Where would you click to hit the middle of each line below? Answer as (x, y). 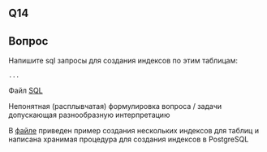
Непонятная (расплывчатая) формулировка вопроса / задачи (115, 106)
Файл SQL (26, 91)
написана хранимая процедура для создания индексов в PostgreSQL (129, 139)
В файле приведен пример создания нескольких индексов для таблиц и (134, 131)
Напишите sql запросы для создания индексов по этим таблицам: (123, 61)
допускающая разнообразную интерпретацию (89, 115)
